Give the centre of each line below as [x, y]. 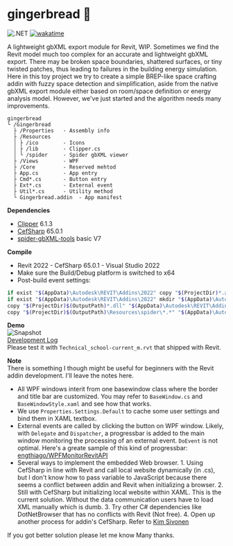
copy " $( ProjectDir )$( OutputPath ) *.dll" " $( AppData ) [85, 306]
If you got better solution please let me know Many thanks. [91, 535]
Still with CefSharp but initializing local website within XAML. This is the [119, 493]
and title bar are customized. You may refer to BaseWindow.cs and [110, 396]
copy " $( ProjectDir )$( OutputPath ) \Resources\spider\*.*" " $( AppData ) [110, 312]
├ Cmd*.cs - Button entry [60, 179]
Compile [20, 252]
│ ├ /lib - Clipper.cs [57, 148]
